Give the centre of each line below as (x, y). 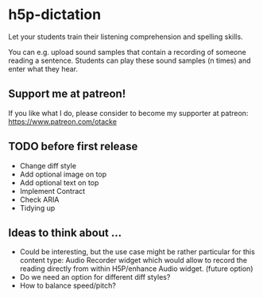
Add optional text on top (59, 182)
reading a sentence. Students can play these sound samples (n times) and (130, 60)
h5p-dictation (55, 15)
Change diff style (48, 165)
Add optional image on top (63, 174)
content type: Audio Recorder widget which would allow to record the (133, 261)
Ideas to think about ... (65, 232)
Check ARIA (39, 199)
